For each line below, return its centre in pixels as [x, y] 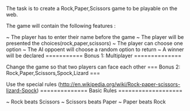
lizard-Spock [22, 90]
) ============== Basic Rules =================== [110, 90]
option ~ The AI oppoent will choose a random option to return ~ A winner [95, 49]
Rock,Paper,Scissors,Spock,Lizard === [53, 73]
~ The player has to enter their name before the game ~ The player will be [95, 37]
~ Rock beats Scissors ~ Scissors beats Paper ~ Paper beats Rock [86, 102]
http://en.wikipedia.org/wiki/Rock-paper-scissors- [120, 84]
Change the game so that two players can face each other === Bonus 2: [93, 67]
